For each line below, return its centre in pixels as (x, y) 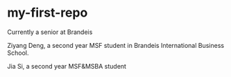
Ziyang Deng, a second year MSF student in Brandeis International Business (115, 45)
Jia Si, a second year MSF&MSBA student (67, 66)
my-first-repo (48, 13)
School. (18, 53)
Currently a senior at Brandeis (50, 32)
